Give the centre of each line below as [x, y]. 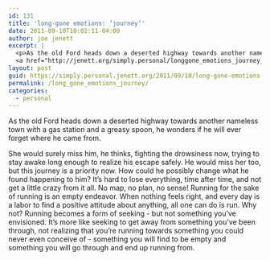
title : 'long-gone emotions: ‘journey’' [77, 23]
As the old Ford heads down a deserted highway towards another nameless [133, 121]
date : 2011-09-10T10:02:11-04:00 [64, 31]
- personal [34, 98]
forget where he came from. [55, 138]
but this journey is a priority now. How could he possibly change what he [129, 171]
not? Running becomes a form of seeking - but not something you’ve [123, 213]
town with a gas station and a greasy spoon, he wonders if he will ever [125, 130]
